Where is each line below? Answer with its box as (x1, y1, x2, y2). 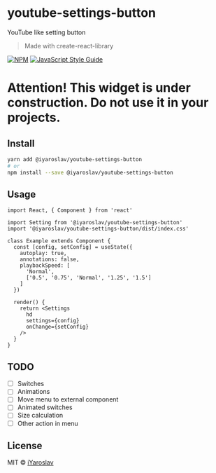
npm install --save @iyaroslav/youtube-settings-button (7, 169, 173, 176)
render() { (13, 299, 45, 306)
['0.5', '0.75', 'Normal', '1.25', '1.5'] (25, 275, 152, 282)
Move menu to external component (17, 395, 119, 404)
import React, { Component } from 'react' (7, 207, 133, 214)
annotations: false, (20, 256, 80, 263)
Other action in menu (17, 419, 78, 427)
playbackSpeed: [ (20, 262, 71, 269)
